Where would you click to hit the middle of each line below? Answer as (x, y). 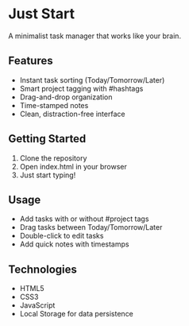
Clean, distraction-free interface (72, 114)
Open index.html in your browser (73, 166)
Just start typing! (48, 175)
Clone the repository (53, 158)
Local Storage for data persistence (76, 314)
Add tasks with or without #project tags (84, 219)
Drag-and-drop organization (66, 97)
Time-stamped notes (54, 105)
